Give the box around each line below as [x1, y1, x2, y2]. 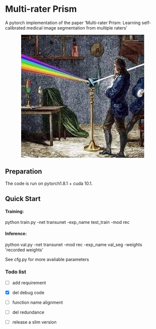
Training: [5, 208, 24, 214]
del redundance [12, 309, 45, 315]
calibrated [5, 25, 26, 30]
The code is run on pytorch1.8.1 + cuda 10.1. [5, 180, 93, 186]
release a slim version [12, 319, 57, 325]
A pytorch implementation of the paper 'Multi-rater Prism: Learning [5, 20, 141, 26]
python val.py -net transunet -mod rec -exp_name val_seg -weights [5, 241, 143, 247]
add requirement [12, 279, 46, 286]
